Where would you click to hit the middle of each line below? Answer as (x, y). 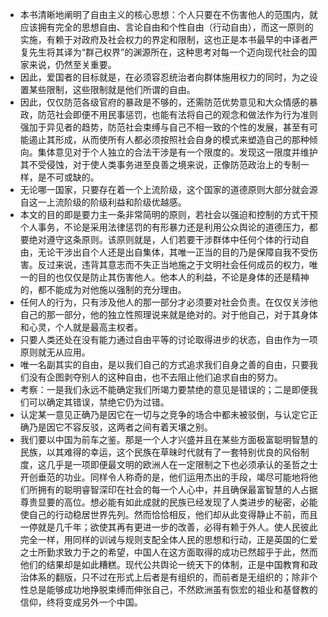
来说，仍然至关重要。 (72, 64)
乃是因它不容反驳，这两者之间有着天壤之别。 (120, 427)
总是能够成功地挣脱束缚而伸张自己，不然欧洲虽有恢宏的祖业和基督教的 (173, 589)
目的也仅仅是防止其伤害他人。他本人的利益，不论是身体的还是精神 (173, 277)
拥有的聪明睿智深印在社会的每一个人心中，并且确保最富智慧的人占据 (177, 489)
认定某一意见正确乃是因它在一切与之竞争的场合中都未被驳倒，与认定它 (164, 414)
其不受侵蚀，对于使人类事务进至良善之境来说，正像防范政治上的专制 (160, 164)
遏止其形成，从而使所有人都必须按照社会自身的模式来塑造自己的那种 (169, 139)
